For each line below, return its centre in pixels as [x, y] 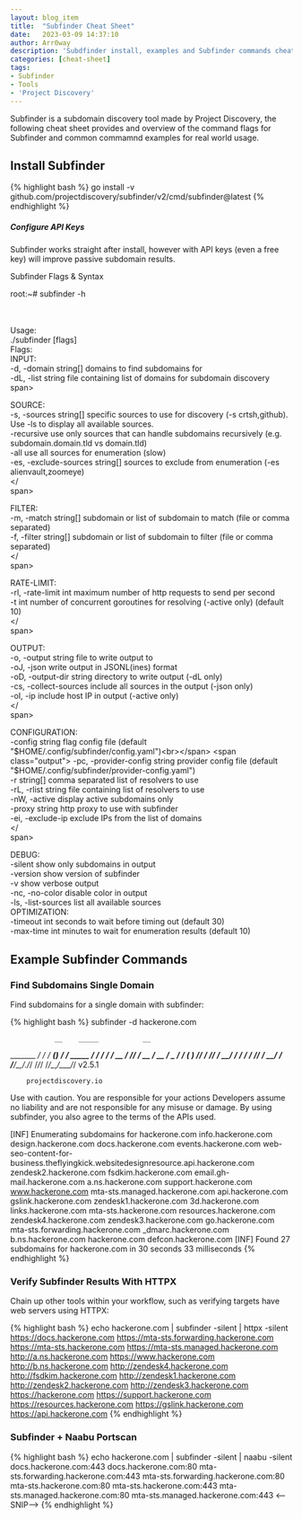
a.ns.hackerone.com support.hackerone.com [170, 1181]
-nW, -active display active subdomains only [92, 799]
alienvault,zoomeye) [47, 472]
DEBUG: [25, 855]
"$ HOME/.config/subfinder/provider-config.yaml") [103, 771]
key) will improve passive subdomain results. [93, 259]
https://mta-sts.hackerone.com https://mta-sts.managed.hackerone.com [144, 1347]
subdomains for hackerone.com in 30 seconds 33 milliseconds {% [133, 1249]
